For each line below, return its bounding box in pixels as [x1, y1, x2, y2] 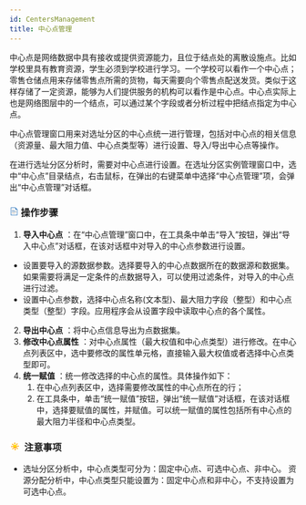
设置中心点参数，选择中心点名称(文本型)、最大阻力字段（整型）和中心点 [22, 294, 293, 304]
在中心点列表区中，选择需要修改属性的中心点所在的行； [36, 381, 244, 392]
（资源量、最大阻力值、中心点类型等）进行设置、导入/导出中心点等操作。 [9, 139, 284, 150]
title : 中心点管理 [9, 24, 73, 34]
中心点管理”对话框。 [21, 181, 97, 192]
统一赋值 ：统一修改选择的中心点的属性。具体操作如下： [22, 370, 233, 381]
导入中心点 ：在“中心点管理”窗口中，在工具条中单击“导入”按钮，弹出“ [22, 229, 282, 240]
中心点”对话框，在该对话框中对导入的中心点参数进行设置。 [30, 240, 250, 251]
